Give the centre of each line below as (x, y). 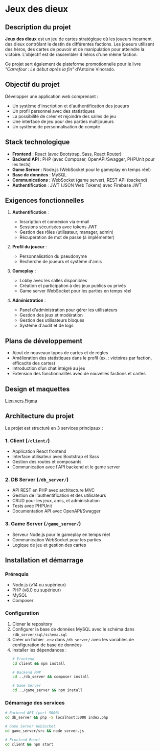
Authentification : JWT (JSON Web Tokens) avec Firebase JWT (77, 185)
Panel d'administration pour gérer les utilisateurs (68, 310)
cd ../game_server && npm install (47, 690)
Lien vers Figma (21, 401)
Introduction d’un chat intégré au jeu (49, 368)
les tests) (21, 164)
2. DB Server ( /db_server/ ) (37, 480)
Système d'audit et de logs (46, 326)
